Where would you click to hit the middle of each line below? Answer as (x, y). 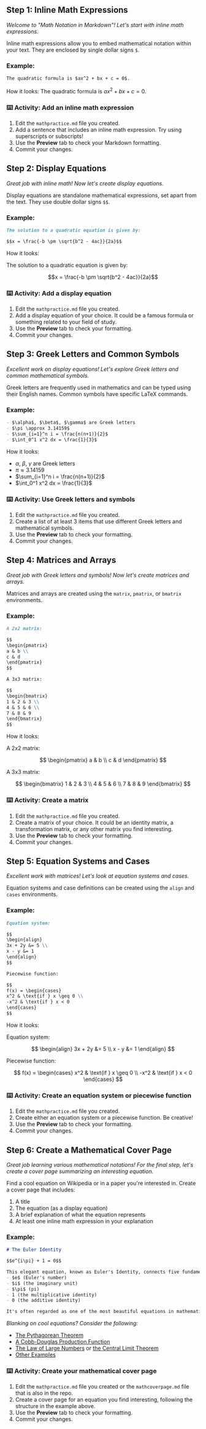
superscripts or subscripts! (49, 136)
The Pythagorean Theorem (49, 1335)
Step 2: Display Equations (56, 168)
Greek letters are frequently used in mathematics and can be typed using (99, 387)
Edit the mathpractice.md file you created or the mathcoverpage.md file (102, 1387)
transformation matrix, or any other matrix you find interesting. (94, 829)
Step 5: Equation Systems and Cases (78, 861)
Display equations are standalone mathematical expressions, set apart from (102, 195)
